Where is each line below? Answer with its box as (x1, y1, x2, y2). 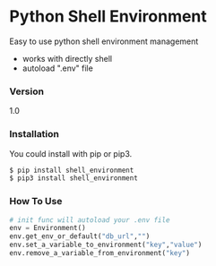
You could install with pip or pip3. (9, 148, 133, 159)
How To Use (9, 195, 63, 208)
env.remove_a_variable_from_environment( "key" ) (9, 249, 191, 258)
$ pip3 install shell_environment (9, 174, 139, 183)
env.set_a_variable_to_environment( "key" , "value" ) (9, 240, 203, 250)
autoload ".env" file (22, 63, 94, 73)
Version (9, 85, 45, 98)
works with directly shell (22, 53, 113, 64)
